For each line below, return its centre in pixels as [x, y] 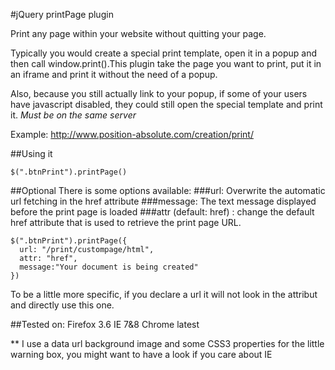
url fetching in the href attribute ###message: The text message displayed [163, 201]
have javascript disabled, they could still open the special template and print [166, 104]
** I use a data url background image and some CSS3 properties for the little [167, 343]
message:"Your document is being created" [109, 267]
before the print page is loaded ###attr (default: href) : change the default [162, 212]
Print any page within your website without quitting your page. [138, 33]
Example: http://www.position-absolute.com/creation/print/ [132, 134]
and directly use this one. [62, 305]
